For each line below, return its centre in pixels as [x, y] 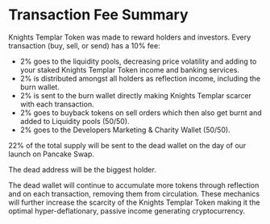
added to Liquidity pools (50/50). [75, 121]
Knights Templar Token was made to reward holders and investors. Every [130, 37]
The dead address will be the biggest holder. [83, 169]
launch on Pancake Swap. [52, 154]
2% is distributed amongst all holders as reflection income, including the [140, 78]
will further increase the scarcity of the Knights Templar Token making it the [134, 202]
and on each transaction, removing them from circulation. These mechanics [134, 193]
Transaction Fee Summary [98, 15]
